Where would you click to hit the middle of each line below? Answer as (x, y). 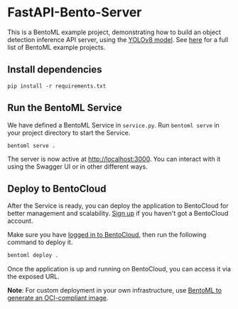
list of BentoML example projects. (56, 47)
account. (20, 221)
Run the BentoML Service (65, 108)
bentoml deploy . (33, 256)
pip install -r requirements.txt (57, 86)
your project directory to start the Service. (69, 132)
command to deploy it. (40, 242)
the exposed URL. (33, 277)
